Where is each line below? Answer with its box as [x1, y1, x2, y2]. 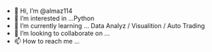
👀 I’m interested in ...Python [13, 14, 95, 22]
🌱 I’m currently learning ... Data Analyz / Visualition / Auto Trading [13, 22, 205, 30]
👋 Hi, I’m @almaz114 [13, 7, 73, 15]
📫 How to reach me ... [13, 37, 80, 45]
